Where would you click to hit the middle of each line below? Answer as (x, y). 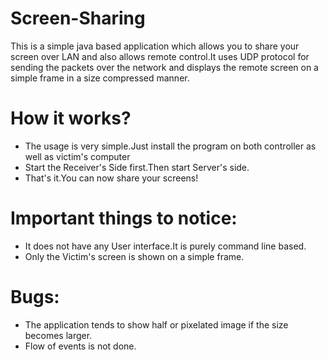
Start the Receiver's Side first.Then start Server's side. (137, 167)
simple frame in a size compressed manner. (100, 78)
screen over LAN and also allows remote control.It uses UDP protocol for (160, 56)
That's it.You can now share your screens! (111, 178)
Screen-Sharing (78, 18)
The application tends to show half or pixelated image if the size (156, 324)
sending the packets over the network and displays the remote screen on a (164, 67)
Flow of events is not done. (80, 346)
